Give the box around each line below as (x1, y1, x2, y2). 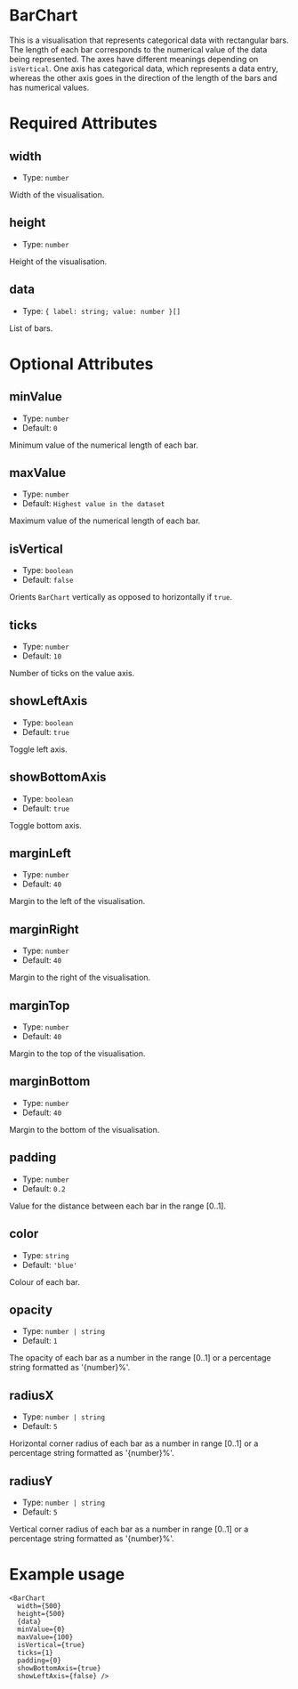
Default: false (21, 575, 74, 586)
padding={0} (17, 1656, 62, 1665)
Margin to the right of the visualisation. (9, 972, 151, 983)
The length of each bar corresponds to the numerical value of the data (9, 44, 268, 54)
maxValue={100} (17, 1632, 74, 1642)
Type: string (21, 1249, 69, 1260)
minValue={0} (17, 1625, 66, 1634)
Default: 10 (21, 651, 62, 661)
